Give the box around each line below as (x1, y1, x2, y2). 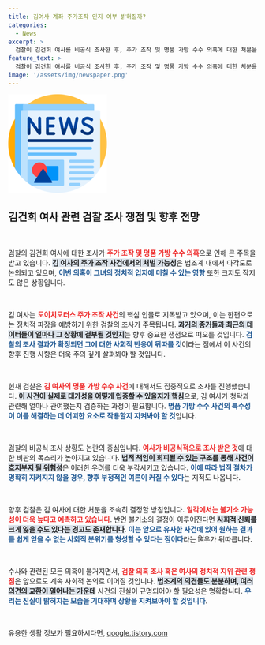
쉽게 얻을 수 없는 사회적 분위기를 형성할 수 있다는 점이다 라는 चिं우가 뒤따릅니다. (16, 534, 252, 544)
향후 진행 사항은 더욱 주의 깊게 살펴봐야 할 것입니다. (8, 349, 166, 358)
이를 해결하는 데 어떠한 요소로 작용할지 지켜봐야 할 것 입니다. (16, 411, 197, 420)
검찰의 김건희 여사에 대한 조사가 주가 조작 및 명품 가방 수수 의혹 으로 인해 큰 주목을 (8, 248, 256, 257)
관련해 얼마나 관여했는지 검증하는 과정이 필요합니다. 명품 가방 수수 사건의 (8, 401, 230, 411)
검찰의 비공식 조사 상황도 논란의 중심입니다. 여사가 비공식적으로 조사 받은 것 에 (8, 443, 244, 452)
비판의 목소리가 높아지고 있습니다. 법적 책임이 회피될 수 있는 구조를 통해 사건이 (16, 452, 254, 462)
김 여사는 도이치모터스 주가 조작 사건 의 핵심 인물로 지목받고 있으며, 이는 (8, 309, 226, 319)
